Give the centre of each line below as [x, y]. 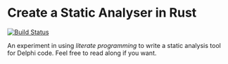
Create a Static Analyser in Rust [102, 13]
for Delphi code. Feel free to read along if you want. [82, 53]
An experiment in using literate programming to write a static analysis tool [114, 45]
